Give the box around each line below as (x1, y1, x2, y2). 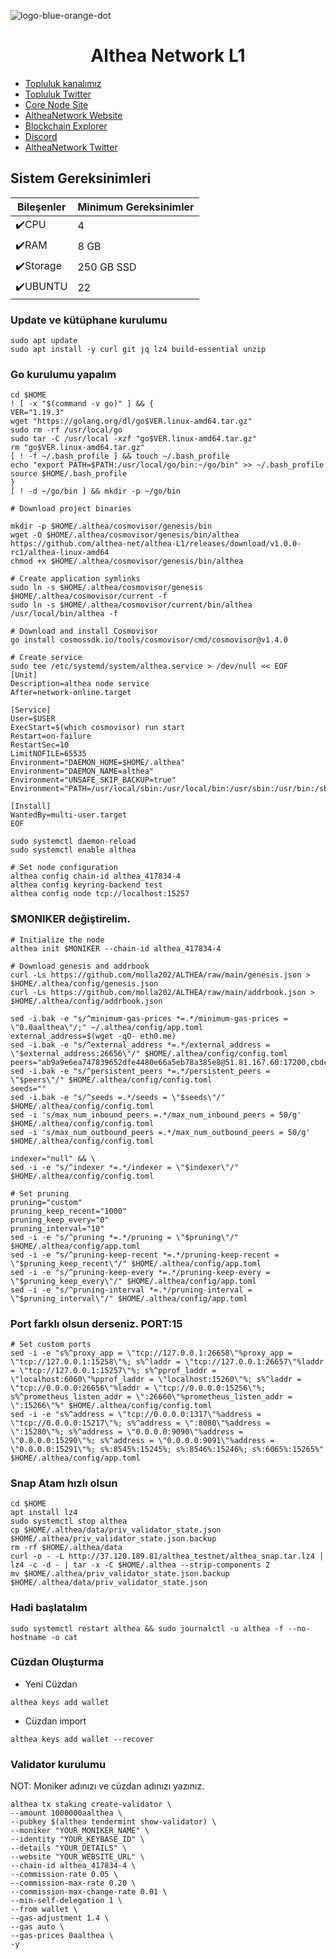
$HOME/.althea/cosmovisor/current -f (10, 591, 168, 602)
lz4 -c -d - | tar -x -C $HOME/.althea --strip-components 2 (10, 1560, 271, 1570)
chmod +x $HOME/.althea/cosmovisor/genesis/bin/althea (10, 556, 244, 567)
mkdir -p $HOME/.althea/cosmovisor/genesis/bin (10, 521, 213, 532)
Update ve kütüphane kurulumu (10, 313, 168, 327)
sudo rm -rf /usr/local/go (10, 425, 123, 435)
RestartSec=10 (10, 740, 70, 750)
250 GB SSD (77, 260, 137, 274)
